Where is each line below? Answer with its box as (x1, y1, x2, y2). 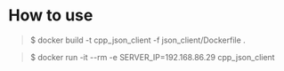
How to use (8, 5, 93, 26)
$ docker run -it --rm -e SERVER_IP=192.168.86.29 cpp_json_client (29, 51, 275, 62)
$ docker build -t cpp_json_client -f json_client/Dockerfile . (29, 35, 246, 45)
